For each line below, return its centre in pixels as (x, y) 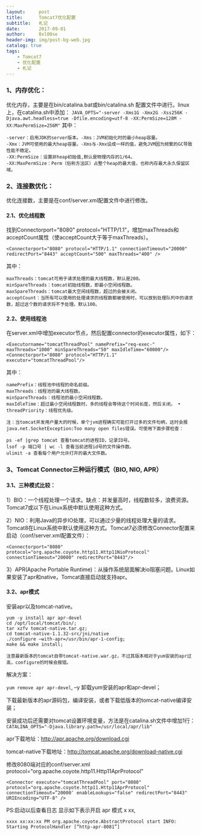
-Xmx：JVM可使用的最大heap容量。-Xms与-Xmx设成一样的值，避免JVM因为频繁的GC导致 (99, 144)
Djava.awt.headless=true (37, 118)
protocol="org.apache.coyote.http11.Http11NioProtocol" (78, 552)
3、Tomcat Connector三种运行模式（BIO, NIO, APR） (85, 470)
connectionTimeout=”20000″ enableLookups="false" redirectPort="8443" (97, 792)
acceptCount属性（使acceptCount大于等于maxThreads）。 (79, 238)
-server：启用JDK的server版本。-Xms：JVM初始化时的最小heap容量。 (83, 138)
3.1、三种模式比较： (31, 485)
